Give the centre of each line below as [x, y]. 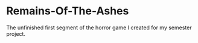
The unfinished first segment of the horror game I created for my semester [99, 27]
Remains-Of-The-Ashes [68, 11]
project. [16, 33]
